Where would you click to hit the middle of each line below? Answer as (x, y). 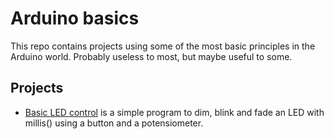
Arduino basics (75, 18)
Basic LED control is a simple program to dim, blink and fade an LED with (174, 112)
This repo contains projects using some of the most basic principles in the (163, 46)
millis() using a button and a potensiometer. (114, 123)
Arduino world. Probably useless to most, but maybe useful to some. (151, 56)
